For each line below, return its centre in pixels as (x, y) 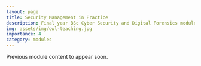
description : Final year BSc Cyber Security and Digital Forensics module (101, 23)
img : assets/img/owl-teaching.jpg (49, 28)
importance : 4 (24, 34)
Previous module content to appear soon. (57, 57)
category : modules (29, 40)
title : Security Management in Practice (57, 17)
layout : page (22, 12)
